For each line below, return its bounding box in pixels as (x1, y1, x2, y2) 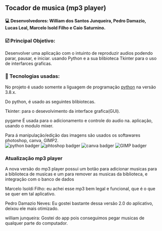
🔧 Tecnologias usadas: (5, 73, 60, 80)
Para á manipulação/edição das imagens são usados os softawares (5, 132, 141, 138)
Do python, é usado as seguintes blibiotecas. (5, 99, 96, 105)
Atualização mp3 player (5, 155, 62, 162)
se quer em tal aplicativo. (5, 190, 56, 197)
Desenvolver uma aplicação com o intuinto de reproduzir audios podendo (5, 50, 153, 56)
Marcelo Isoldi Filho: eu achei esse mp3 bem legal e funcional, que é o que (5, 186, 156, 191)
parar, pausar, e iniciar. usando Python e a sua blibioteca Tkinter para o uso (5, 56, 157, 62)
